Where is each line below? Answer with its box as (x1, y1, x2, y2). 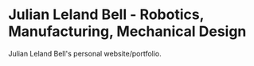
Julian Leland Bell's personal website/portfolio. (8, 49, 162, 58)
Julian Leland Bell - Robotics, (8, 6, 205, 24)
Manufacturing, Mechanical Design (8, 22, 247, 41)
